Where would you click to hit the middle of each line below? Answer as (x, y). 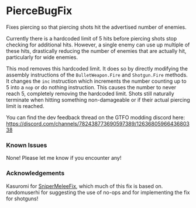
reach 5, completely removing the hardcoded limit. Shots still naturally (90, 93)
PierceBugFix (39, 11)
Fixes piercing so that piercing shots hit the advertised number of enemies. (96, 27)
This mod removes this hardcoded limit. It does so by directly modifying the (97, 68)
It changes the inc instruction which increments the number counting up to (96, 81)
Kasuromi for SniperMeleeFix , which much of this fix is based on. (85, 186)
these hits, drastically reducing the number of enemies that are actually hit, (96, 51)
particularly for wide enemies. (42, 57)
